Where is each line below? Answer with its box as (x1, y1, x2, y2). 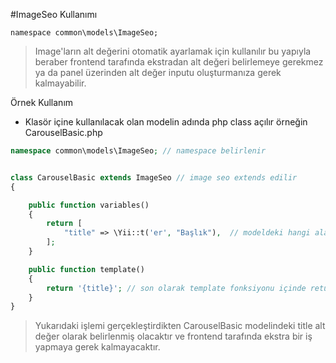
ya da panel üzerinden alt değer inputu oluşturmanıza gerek (34, 67, 282, 78)
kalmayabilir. (34, 77, 87, 89)
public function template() (28, 264, 145, 274)
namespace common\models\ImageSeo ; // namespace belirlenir (10, 146, 267, 156)
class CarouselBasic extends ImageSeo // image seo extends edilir (10, 172, 298, 183)
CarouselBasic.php (24, 127, 103, 138)
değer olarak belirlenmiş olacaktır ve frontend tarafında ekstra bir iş (34, 330, 313, 343)
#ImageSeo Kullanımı (10, 9, 98, 20)
